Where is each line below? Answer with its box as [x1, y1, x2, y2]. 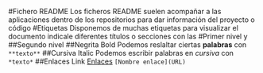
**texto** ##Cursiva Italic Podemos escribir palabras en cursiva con [8, 49, 234, 57]
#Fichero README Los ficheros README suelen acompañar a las [8, 7, 222, 16]
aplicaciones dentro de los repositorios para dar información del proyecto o [8, 15, 256, 24]
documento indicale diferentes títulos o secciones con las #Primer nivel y [8, 31, 248, 41]
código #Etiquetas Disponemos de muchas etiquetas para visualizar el [8, 24, 238, 32]
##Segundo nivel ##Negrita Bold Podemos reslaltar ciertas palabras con [8, 40, 247, 49]
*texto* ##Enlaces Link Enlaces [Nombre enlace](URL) [8, 57, 187, 66]
